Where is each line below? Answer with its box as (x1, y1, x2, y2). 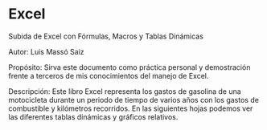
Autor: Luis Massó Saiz (8, 47, 84, 56)
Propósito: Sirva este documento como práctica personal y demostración (8, 62, 251, 72)
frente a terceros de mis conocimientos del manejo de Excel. (8, 71, 209, 80)
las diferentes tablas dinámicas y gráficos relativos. (8, 112, 179, 121)
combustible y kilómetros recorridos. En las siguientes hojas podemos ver (8, 104, 253, 113)
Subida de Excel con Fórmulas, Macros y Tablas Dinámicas (8, 31, 203, 41)
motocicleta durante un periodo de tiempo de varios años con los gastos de (8, 95, 260, 104)
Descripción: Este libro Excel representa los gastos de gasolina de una (8, 86, 241, 96)
